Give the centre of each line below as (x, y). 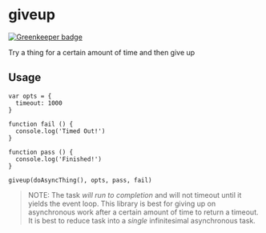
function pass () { (41, 152)
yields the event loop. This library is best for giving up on (122, 203)
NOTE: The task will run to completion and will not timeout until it (135, 195)
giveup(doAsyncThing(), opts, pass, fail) (80, 180)
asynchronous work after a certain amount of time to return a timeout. (143, 212)
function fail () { (41, 124)
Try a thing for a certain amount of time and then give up (102, 52)
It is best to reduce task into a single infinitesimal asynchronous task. (142, 220)
